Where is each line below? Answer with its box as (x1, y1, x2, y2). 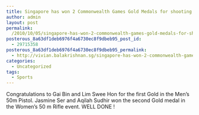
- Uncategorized (11, 63, 52, 70)
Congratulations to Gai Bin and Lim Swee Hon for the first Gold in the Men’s (6, 91, 190, 98)
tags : (6, 69, 20, 75)
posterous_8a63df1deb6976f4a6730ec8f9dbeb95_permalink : (6, 47, 147, 53)
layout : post (6, 19, 38, 25)
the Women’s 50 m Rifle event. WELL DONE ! (6, 103, 115, 110)
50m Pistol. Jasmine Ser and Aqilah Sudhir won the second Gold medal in (6, 97, 185, 104)
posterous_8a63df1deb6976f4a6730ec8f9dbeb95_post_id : (6, 36, 142, 42)
